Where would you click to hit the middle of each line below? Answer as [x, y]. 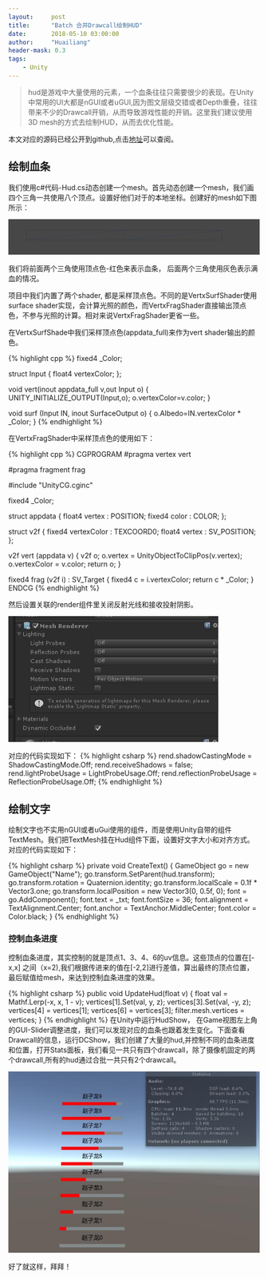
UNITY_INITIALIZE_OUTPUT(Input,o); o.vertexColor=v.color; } [110, 398]
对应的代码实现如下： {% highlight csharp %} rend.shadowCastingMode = [130, 756]
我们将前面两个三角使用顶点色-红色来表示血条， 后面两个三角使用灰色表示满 [133, 268]
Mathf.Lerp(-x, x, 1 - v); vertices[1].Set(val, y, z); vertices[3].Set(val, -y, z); [130, 1002]
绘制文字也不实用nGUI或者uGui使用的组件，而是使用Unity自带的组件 [120, 830]
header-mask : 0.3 [37, 51]
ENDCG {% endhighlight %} [54, 588]
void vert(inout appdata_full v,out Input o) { [79, 389]
